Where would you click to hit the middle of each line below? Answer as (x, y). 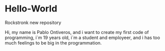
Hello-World (31, 9)
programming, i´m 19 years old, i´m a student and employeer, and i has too (82, 37)
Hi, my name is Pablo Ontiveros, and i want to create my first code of (77, 32)
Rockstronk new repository (33, 22)
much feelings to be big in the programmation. (53, 42)
